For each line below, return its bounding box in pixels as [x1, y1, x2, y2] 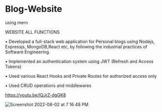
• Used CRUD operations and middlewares [5, 82, 92, 89]
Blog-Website [5, 3, 62, 15]
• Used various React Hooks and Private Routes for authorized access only [5, 73, 157, 79]
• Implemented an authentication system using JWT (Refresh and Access [5, 58, 154, 64]
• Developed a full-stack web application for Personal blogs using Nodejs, [5, 38, 155, 45]
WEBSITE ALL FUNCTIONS [5, 29, 60, 35]
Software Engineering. [5, 49, 51, 55]
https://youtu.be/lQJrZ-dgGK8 [5, 92, 66, 98]
